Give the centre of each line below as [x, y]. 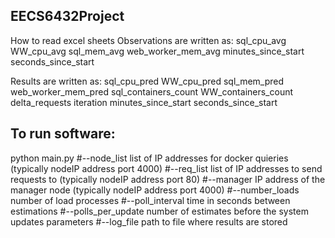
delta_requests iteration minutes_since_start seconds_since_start [144, 102]
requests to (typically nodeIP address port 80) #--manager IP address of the [168, 179]
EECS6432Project [67, 16]
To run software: [63, 134]
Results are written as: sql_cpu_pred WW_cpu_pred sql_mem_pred [147, 81]
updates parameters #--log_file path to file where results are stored [149, 221]
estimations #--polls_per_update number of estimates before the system [159, 211]
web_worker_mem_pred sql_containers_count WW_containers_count [152, 91]
